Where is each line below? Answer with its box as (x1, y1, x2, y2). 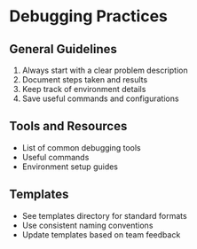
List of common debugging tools (21, 142, 142, 152)
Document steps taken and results (21, 74, 148, 85)
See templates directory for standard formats (21, 210, 188, 221)
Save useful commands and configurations (21, 93, 179, 104)
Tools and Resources (9, 119, 128, 134)
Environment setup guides (21, 161, 118, 172)
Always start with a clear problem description (21, 65, 188, 75)
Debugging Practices (9, 6, 169, 27)
